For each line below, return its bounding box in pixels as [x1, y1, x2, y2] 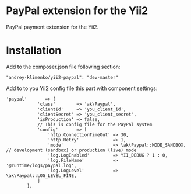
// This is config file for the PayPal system [37, 122, 153, 127]
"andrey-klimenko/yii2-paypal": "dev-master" [6, 74, 118, 80]
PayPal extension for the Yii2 [6, 4, 148, 18]
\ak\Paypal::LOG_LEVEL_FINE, [6, 172, 77, 179]
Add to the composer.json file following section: [6, 63, 121, 70]
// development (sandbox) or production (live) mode [6, 147, 137, 153]
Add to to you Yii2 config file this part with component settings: [6, 85, 158, 92]
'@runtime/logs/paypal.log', [6, 162, 77, 168]
